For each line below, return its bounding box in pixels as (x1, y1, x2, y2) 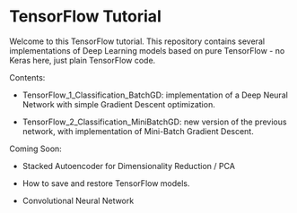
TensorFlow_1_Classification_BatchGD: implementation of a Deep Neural (22, 89, 289, 100)
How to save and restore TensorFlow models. (22, 177, 190, 189)
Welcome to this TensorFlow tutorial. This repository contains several (9, 36, 266, 47)
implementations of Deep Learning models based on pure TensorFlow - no (9, 45, 285, 55)
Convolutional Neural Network (22, 195, 135, 206)
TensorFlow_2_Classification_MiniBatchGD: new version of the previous (22, 116, 287, 127)
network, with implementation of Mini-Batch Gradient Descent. (22, 125, 254, 136)
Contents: (9, 72, 46, 82)
